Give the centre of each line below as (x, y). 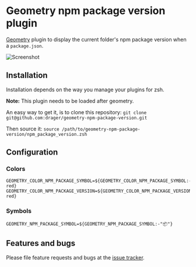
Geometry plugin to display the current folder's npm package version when (96, 39)
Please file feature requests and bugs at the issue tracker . (75, 257)
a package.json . (25, 46)
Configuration (32, 153)
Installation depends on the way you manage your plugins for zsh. (85, 90)
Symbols (19, 211)
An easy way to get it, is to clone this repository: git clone (76, 112)
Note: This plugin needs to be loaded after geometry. (70, 101)
